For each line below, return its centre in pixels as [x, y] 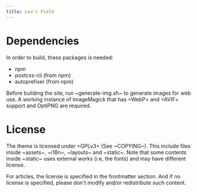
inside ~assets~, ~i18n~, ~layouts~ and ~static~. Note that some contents [96, 152]
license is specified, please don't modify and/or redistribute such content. [96, 183]
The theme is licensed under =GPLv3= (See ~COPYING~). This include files [98, 146]
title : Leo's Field [30, 12]
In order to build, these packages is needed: [60, 57]
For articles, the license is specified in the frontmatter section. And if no [93, 176]
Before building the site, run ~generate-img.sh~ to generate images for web [98, 93]
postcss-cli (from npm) [43, 75]
